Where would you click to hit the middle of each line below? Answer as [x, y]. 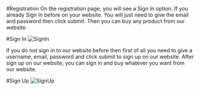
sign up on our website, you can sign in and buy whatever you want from [96, 63]
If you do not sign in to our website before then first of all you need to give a [99, 50]
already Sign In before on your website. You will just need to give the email [98, 15]
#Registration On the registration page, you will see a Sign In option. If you [97, 9]
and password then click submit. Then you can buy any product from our [96, 21]
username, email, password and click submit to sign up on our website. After [100, 57]
